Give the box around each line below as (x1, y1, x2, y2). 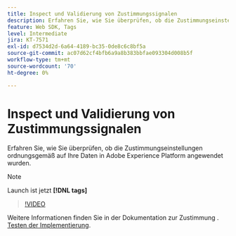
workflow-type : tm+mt (7, 56, 71, 63)
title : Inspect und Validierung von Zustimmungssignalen (7, 10, 178, 18)
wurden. (7, 159, 32, 168)
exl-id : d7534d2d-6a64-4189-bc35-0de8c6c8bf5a (7, 43, 146, 50)
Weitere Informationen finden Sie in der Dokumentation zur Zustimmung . (7, 213, 219, 222)
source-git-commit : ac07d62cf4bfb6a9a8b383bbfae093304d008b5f (7, 50, 193, 57)
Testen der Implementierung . (7, 221, 91, 230)
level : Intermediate (7, 30, 68, 37)
